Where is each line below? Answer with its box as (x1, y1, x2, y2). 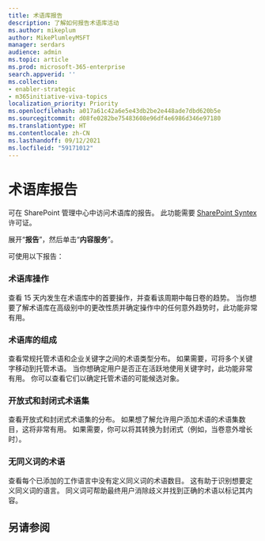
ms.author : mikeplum (8, 26, 77, 34)
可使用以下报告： (8, 252, 64, 261)
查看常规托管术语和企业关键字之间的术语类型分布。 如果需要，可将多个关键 (8, 354, 253, 363)
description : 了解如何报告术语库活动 (8, 19, 119, 27)
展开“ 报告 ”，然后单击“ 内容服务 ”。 (8, 235, 118, 244)
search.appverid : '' (8, 70, 77, 78)
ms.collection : (8, 78, 59, 85)
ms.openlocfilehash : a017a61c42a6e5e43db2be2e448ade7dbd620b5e (8, 108, 221, 115)
